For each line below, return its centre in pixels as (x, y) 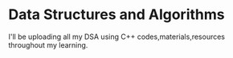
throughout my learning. (48, 44)
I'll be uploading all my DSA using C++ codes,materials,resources (117, 37)
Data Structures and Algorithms (117, 15)
